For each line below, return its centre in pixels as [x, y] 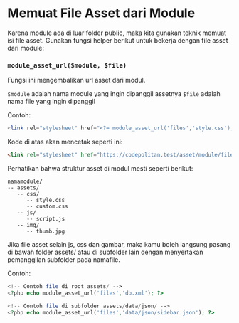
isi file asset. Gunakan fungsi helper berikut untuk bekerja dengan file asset [118, 40]
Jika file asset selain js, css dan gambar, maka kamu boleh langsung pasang [119, 244]
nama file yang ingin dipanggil [52, 102]
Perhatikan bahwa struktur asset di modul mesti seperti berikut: [100, 168]
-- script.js [46, 218]
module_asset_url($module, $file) [67, 65]
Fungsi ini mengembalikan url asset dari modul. [76, 80]
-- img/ [28, 225]
